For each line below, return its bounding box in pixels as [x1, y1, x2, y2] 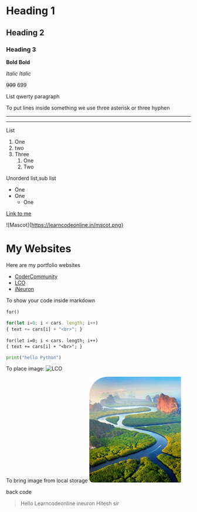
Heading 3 [6, 45, 36, 54]
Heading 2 [6, 28, 45, 38]
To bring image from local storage [6, 477, 88, 484]
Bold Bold [6, 58, 30, 65]
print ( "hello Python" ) [6, 355, 62, 361]
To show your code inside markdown [6, 296, 96, 304]
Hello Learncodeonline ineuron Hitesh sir [20, 500, 120, 507]
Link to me [6, 210, 32, 217]
